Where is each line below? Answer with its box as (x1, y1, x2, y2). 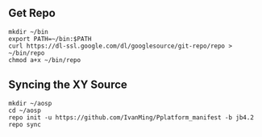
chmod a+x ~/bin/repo (8, 56, 81, 64)
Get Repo (8, 6, 56, 20)
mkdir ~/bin (8, 27, 48, 35)
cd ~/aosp (8, 106, 42, 114)
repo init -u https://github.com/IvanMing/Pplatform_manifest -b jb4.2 (8, 113, 254, 122)
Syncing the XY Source (8, 78, 127, 92)
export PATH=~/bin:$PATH (8, 35, 92, 43)
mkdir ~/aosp (8, 99, 52, 107)
